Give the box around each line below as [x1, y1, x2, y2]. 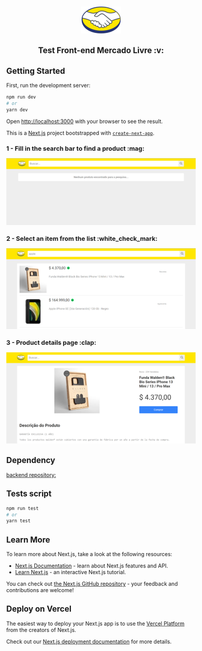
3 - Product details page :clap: [6, 338, 97, 347]
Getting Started [6, 65, 66, 76]
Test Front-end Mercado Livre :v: [38, 46, 164, 56]
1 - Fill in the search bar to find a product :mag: [6, 144, 145, 153]
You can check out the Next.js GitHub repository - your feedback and [6, 580, 179, 587]
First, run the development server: [6, 82, 91, 89]
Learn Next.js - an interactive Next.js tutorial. [14, 569, 126, 576]
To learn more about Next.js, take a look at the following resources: [6, 551, 173, 558]
